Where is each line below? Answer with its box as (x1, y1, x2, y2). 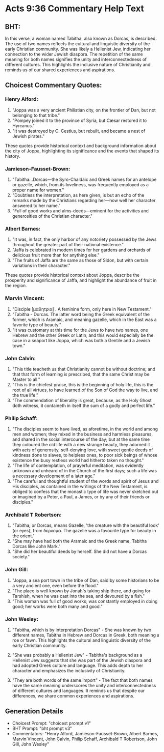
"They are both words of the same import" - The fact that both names (12, 677, 153, 683)
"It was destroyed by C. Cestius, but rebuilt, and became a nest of (12, 128, 145, 134)
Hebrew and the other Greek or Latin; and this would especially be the (12, 332, 154, 338)
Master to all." (12, 376, 41, 382)
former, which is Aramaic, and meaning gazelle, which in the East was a (12, 317, 157, 322)
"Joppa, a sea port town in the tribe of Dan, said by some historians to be (12, 577, 160, 583)
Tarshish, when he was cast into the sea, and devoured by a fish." (12, 593, 145, 599)
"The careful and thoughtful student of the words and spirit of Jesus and (12, 478, 159, 484)
